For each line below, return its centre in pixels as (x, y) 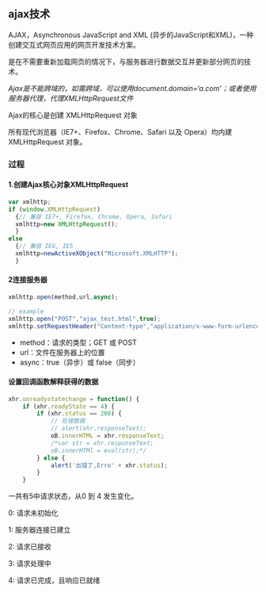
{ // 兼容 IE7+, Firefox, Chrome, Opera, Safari (94, 216)
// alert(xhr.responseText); (99, 429)
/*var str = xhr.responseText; (102, 443)
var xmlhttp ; (30, 202)
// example (26, 311)
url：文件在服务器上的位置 (62, 352)
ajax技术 (29, 14)
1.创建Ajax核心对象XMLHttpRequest (68, 185)
